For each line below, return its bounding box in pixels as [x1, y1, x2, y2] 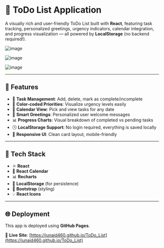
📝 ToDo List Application [5, 4, 102, 16]
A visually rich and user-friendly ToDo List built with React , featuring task [5, 20, 152, 26]
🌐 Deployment [5, 210, 50, 218]
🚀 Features [5, 83, 39, 92]
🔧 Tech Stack [5, 150, 46, 158]
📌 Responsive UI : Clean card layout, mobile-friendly [12, 131, 117, 137]
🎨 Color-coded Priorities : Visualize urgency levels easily [12, 101, 126, 107]
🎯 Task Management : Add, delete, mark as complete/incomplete [12, 96, 143, 102]
